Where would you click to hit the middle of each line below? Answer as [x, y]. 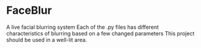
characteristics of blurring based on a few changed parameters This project [101, 33]
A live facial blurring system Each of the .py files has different [82, 27]
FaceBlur [29, 10]
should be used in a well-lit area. [47, 40]
